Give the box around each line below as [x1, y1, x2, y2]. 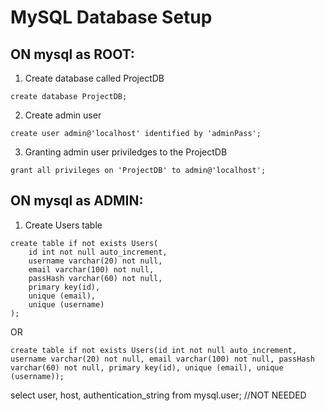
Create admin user [24, 109, 102, 121]
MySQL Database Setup [10, 6, 213, 29]
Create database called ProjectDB [24, 72, 165, 84]
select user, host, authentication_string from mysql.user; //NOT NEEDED [10, 389, 307, 401]
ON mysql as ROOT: [10, 46, 135, 63]
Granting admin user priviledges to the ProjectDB [24, 146, 228, 158]
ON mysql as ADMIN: [10, 192, 144, 210]
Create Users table [24, 219, 103, 231]
